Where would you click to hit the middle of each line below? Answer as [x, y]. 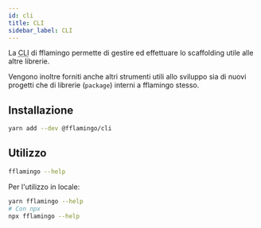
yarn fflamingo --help [46, 201]
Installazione [41, 110]
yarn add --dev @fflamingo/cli [60, 129]
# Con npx [25, 209]
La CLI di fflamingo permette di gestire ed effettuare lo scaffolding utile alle [131, 53]
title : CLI [26, 23]
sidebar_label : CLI [41, 30]
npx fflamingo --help [44, 216]
